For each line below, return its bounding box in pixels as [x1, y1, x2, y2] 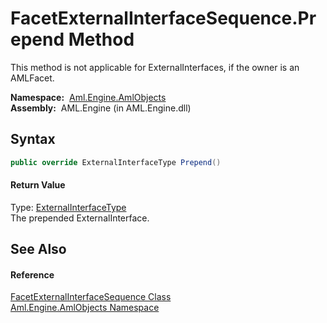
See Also [10, 241, 67, 258]
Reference [10, 268, 55, 281]
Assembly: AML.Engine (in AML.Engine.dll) [10, 102, 192, 114]
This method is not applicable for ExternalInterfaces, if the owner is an [10, 61, 300, 73]
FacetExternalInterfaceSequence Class [10, 291, 172, 303]
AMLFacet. [10, 72, 55, 84]
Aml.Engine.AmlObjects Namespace [10, 302, 160, 314]
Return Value [10, 179, 66, 191]
